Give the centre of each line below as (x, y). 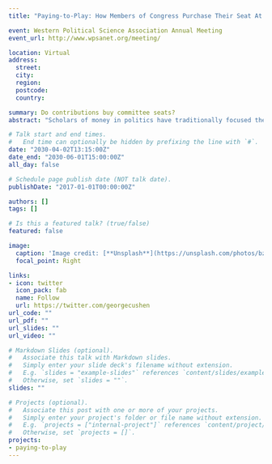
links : (19, 275)
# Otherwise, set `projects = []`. (72, 433)
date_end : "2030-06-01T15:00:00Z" (67, 157)
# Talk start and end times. (57, 134)
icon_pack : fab (41, 291)
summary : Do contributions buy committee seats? (92, 113)
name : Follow (38, 298)
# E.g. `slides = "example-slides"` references (94, 373)
